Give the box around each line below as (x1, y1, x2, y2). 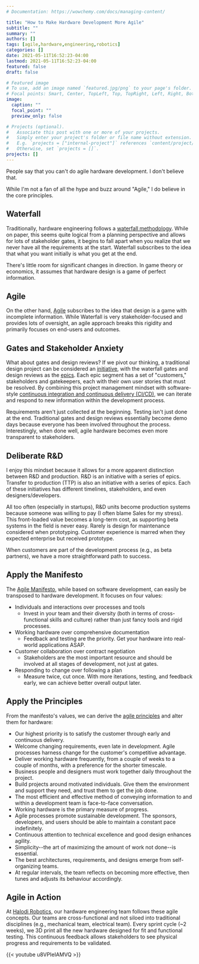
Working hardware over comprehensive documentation (14, 628, 150, 636)
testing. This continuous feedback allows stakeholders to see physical (6, 933, 178, 940)
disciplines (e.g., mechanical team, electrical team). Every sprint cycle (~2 (6, 921, 187, 928)
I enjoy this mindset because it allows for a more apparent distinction (6, 467, 174, 473)
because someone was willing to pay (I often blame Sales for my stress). (6, 510, 183, 517)
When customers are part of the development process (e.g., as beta (6, 546, 172, 553)
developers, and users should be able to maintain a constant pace (14, 818, 176, 826)
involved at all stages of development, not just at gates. (23, 660, 159, 667)
